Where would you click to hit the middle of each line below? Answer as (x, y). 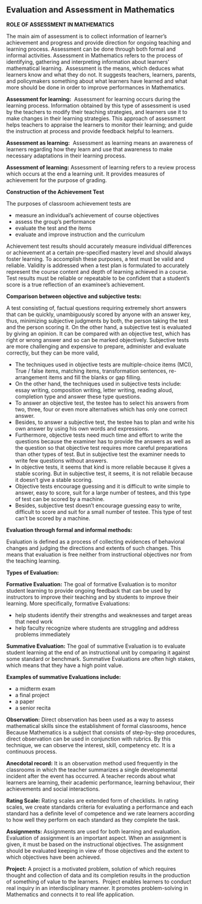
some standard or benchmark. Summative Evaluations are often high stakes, (101, 659)
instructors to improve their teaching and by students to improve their (93, 597)
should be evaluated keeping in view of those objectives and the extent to (98, 850)
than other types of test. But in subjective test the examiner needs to (100, 454)
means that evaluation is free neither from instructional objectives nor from (99, 554)
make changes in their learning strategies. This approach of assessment (96, 118)
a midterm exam (35, 688)
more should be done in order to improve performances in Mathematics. (96, 87)
